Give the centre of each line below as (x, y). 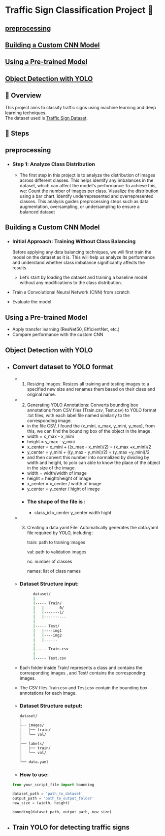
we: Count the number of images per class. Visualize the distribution (89, 191)
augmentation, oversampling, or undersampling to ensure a (80, 207)
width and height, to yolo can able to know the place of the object (94, 463)
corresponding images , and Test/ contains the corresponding (82, 673)
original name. (41, 394)
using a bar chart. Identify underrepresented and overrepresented (86, 196)
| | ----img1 (47, 630)
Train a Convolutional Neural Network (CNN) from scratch (71, 292)
